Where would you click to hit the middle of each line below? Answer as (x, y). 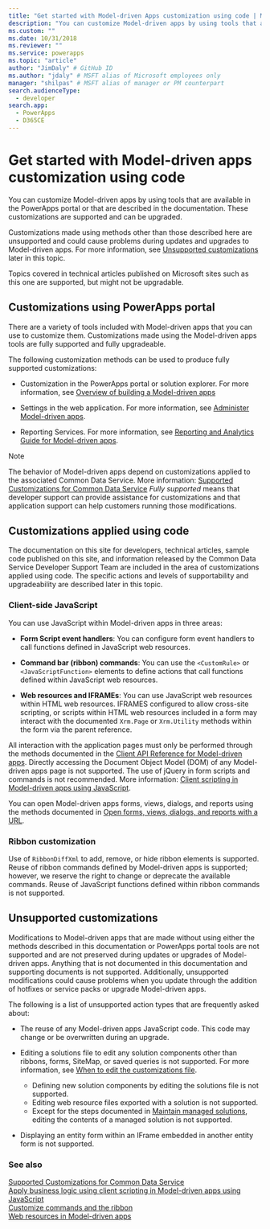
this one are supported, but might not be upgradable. (96, 282)
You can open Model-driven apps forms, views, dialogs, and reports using (131, 803)
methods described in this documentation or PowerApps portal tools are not (134, 946)
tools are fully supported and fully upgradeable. (87, 343)
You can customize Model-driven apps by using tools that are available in (130, 199)
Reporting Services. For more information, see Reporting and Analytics (137, 432)
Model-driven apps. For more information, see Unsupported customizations (133, 249)
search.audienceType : (45, 90)
